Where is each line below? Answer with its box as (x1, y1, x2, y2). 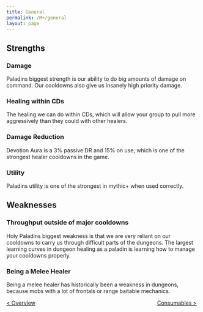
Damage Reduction (6, 133, 64, 141)
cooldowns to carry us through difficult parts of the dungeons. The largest (6, 239, 194, 246)
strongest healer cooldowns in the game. (6, 153, 109, 160)
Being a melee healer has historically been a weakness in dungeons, (6, 281, 179, 288)
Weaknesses (6, 200, 57, 210)
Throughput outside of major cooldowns (6, 218, 129, 227)
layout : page (6, 20, 40, 26)
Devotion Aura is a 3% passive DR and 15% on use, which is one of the (6, 146, 185, 154)
